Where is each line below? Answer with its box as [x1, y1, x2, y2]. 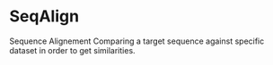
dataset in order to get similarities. [9, 45, 136, 55]
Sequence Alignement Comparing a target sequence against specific [9, 36, 265, 46]
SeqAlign [9, 6, 79, 27]
